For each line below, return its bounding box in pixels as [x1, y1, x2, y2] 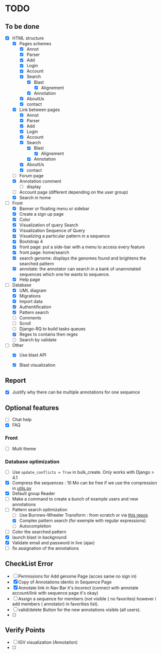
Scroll [19, 320, 31, 326]
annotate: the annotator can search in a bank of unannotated [19, 266, 141, 272]
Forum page [19, 172, 44, 178]
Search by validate [19, 337, 57, 343]
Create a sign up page [19, 211, 64, 217]
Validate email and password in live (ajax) [12, 540, 95, 545]
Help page [19, 276, 40, 282]
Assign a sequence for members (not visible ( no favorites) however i [18, 596, 156, 601]
